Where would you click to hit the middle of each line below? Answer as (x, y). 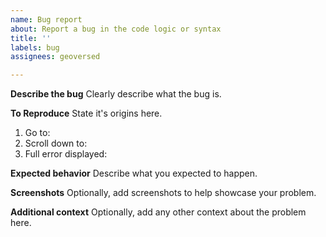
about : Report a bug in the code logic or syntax (116, 29)
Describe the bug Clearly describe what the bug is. (116, 94)
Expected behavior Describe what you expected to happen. (134, 173)
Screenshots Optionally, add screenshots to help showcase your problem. (163, 193)
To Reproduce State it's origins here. (86, 113)
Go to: (37, 133)
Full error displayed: (66, 154)
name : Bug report (46, 19)
